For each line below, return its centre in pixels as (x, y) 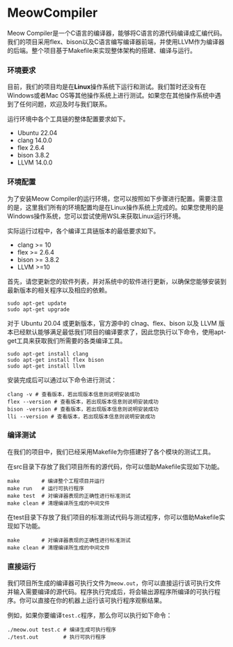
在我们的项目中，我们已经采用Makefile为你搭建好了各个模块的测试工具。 (111, 452)
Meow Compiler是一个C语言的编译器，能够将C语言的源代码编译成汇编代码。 (116, 33)
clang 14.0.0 (34, 140)
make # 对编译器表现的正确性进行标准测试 (69, 540)
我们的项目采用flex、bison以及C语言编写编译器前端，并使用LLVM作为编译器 (116, 41)
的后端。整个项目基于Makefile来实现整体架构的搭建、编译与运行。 (102, 50)
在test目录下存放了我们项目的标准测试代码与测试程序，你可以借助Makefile (113, 517)
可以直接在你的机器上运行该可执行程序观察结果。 (95, 600)
